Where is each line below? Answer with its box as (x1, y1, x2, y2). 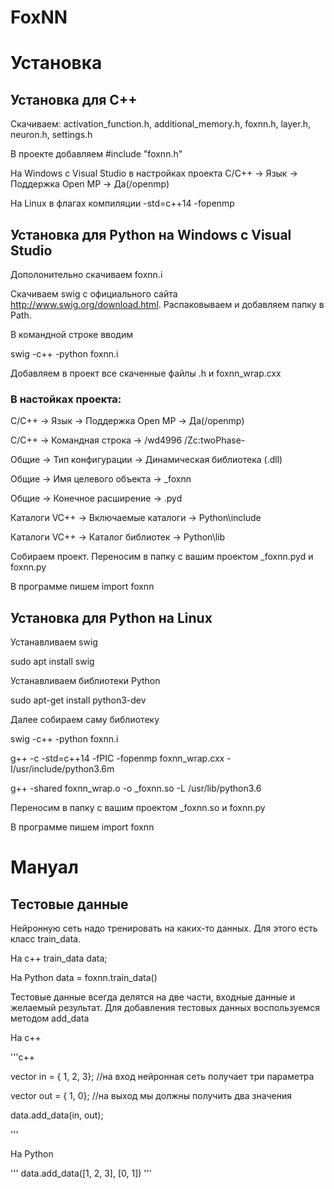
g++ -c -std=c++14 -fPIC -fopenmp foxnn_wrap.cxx (10, 752, 225, 765)
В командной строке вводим (10, 329, 134, 340)
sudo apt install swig (10, 656, 95, 668)
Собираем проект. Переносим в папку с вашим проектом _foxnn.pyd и (10, 551, 314, 563)
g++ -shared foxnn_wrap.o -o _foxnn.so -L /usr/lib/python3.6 (10, 782, 262, 795)
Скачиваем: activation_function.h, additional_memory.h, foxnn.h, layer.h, (10, 118, 311, 130)
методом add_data (10, 1012, 90, 1025)
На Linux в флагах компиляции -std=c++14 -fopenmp (10, 197, 235, 210)
